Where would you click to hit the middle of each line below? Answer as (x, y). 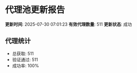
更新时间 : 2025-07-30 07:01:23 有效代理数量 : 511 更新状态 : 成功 (69, 24)
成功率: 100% (25, 65)
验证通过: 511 (25, 59)
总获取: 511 (23, 53)
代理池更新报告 (35, 10)
